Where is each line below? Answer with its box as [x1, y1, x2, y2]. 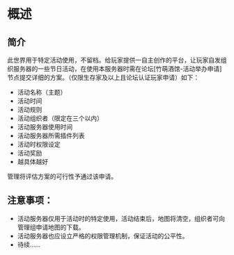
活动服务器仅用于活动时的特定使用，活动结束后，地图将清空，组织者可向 [17, 214, 225, 222]
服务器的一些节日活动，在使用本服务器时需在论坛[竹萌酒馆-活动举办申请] [13, 65, 222, 73]
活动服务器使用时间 [17, 123, 73, 131]
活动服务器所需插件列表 [17, 131, 85, 140]
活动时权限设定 [17, 140, 61, 148]
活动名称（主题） [17, 88, 67, 96]
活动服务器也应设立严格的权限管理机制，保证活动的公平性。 [17, 231, 189, 240]
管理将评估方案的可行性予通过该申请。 [7, 172, 117, 181]
